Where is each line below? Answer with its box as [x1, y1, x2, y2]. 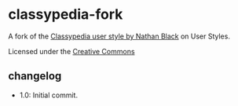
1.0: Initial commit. [19, 90, 79, 100]
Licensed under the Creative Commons [8, 46, 135, 56]
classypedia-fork [8, 5, 123, 24]
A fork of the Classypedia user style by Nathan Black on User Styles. [8, 31, 230, 41]
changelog [8, 69, 62, 83]
